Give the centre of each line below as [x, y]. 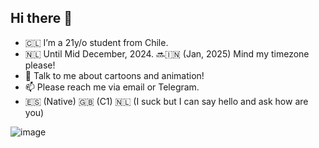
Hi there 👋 [41, 18]
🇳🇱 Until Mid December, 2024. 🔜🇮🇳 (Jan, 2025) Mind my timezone [167, 53]
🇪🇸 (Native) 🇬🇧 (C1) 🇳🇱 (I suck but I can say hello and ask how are [166, 101]
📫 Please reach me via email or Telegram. [112, 87]
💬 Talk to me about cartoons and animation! [114, 75]
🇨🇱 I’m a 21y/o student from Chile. [96, 42]
